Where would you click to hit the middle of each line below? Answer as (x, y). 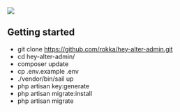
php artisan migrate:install (55, 93)
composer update (43, 64)
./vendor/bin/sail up (45, 79)
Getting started (41, 32)
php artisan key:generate (53, 86)
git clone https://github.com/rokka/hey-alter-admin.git (95, 49)
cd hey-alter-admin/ (46, 56)
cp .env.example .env (48, 71)
